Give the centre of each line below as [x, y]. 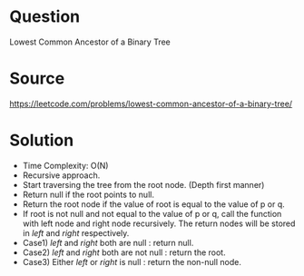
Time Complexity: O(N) [65, 165]
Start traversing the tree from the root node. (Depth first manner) [143, 184]
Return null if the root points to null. [88, 194]
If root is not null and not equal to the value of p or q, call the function [152, 213]
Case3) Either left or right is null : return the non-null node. [132, 261]
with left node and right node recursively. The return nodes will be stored [159, 223]
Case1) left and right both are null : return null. [108, 242]
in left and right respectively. [76, 232]
